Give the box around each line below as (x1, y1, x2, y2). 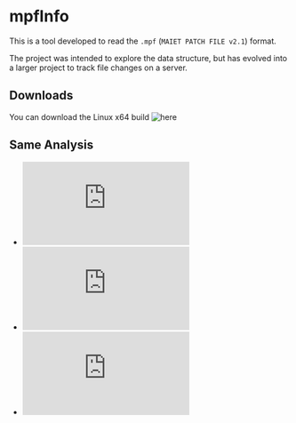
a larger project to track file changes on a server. (9, 62, 188, 73)
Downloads (9, 88, 74, 103)
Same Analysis (9, 138, 94, 153)
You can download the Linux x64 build (9, 111, 149, 122)
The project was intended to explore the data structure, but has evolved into (9, 52, 288, 63)
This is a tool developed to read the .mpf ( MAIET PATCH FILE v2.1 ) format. (9, 36, 277, 46)
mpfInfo (9, 6, 69, 27)
